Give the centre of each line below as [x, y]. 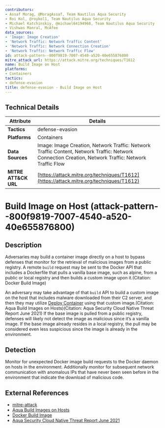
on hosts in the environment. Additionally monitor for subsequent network [80, 367]
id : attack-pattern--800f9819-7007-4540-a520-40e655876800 [67, 55]
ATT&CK [18, 178]
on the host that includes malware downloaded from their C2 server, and [79, 298]
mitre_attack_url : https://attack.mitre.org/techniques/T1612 [70, 60]
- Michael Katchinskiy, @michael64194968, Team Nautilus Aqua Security [80, 23]
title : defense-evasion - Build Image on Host [54, 87]
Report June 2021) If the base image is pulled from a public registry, [74, 313]
